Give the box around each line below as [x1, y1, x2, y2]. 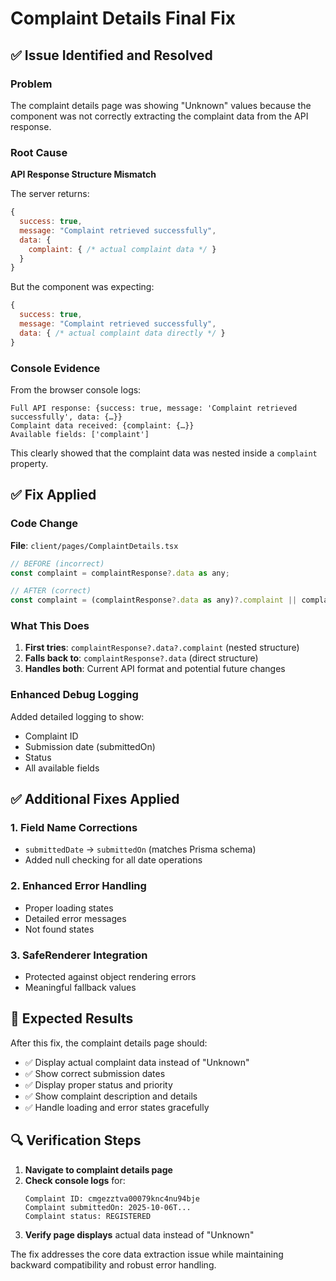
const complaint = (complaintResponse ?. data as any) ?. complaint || [10, 595, 298, 606]
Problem [10, 77, 53, 91]
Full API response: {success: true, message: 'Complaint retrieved [10, 403, 298, 413]
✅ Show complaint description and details [24, 1090, 198, 1102]
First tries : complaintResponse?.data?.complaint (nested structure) [24, 642, 300, 654]
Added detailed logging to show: [10, 710, 145, 722]
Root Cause [10, 145, 68, 159]
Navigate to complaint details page [24, 1163, 173, 1176]
